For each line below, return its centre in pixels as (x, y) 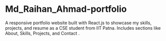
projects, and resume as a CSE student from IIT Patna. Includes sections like (83, 28)
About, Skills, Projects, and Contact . (42, 33)
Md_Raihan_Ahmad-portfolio (66, 9)
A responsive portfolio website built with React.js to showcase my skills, (79, 23)
